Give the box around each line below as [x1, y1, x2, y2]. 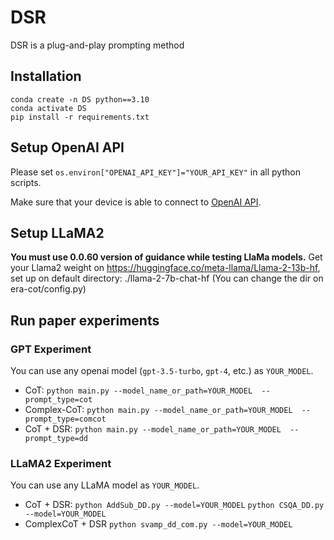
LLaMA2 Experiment [10, 456, 112, 470]
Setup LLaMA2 [10, 224, 105, 241]
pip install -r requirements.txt [10, 112, 150, 122]
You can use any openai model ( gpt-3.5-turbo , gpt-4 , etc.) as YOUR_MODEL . [10, 365, 314, 377]
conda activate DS [10, 103, 87, 113]
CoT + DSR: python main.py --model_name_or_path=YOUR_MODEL [24, 423, 282, 435]
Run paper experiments [10, 312, 160, 329]
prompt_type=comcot [24, 414, 107, 425]
